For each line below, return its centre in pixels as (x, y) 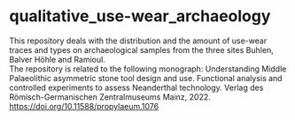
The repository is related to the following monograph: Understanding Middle (148, 69)
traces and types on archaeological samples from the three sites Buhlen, (142, 49)
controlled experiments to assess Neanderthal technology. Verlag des (136, 87)
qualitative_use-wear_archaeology (140, 16)
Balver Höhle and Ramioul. (58, 59)
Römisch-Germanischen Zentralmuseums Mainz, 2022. (110, 97)
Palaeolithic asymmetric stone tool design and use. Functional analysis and (146, 78)
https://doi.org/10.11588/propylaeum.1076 (84, 106)
